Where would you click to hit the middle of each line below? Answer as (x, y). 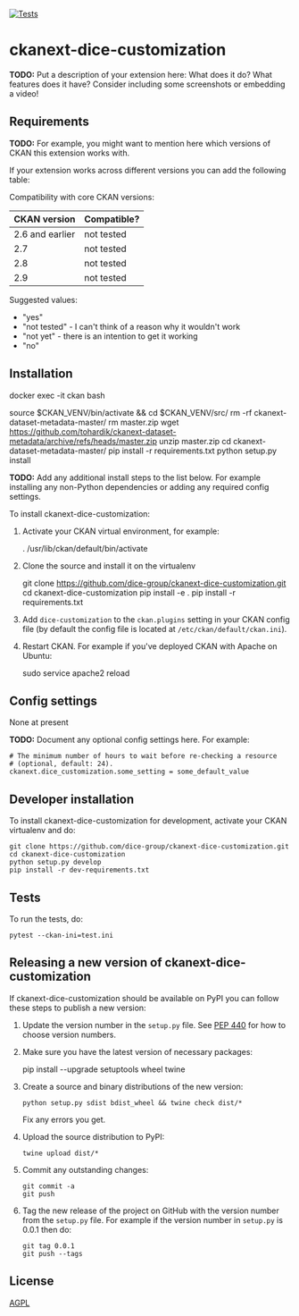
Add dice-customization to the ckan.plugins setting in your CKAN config (156, 619)
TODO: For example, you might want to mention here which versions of (140, 143)
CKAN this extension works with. (70, 153)
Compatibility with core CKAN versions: (82, 197)
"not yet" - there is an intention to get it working (110, 336)
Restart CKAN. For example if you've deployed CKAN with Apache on (149, 646)
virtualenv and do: (42, 831)
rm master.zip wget (144, 422)
